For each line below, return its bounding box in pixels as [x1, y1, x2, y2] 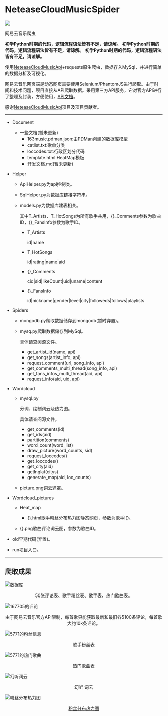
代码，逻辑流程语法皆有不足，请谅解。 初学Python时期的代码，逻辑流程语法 [5, 47, 162, 53]
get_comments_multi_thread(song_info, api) [27, 365, 117, 371]
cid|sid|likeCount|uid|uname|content [27, 278, 103, 284]
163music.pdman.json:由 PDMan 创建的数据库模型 [27, 136, 128, 142]
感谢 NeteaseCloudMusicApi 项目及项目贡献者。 [5, 104, 102, 110]
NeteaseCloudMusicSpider [5, 4, 120, 15]
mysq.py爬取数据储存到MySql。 [19, 328, 86, 334]
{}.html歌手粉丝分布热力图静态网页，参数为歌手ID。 [27, 515, 133, 521]
